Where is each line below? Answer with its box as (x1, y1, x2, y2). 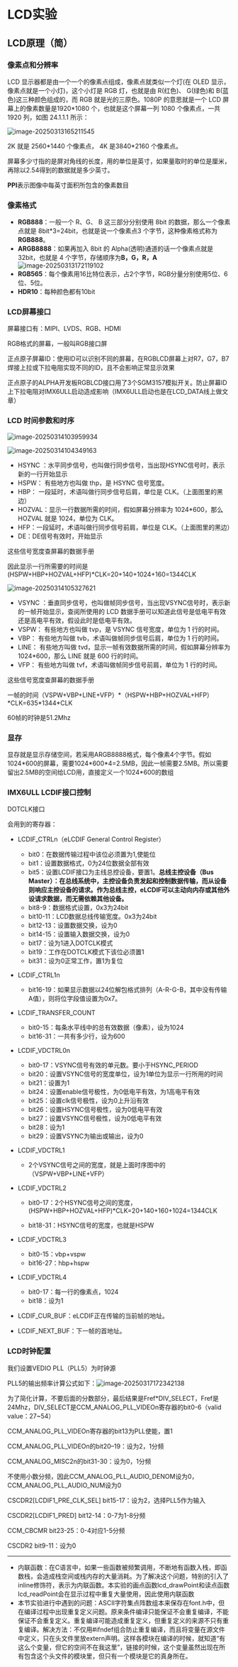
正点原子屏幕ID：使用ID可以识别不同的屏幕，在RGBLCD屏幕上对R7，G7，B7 (7, 354, 229, 363)
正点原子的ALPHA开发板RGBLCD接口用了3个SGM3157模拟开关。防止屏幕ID (7, 378, 228, 387)
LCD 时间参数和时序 (7, 416, 75, 426)
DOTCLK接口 (7, 805, 45, 814)
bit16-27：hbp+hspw (28, 1259, 90, 1267)
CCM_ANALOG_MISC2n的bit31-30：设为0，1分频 (7, 1457, 152, 1465)
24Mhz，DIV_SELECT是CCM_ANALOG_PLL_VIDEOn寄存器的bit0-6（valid (7, 1403, 222, 1411)
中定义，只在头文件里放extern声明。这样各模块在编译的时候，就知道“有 (17, 1634, 226, 1642)
